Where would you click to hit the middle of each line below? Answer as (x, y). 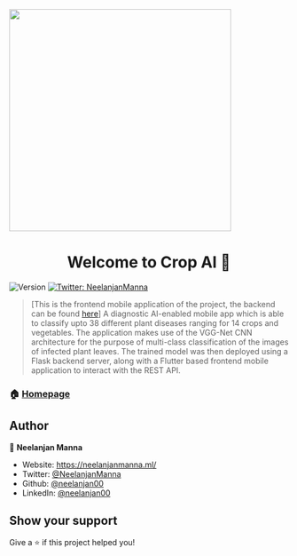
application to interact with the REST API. (106, 370)
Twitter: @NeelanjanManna (71, 473)
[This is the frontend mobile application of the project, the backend (153, 304)
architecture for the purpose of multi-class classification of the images (160, 342)
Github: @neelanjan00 (63, 483)
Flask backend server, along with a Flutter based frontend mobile (149, 361)
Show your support (63, 521)
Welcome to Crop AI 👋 (149, 262)
